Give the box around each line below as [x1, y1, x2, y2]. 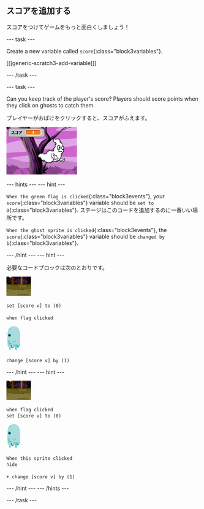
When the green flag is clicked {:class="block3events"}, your [6, 192, 165, 200]
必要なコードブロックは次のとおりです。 [6, 263, 108, 271]
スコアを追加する [6, 6, 71, 17]
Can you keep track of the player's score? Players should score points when [6, 95, 198, 103]
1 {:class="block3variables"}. [6, 239, 79, 247]
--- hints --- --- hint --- [6, 181, 66, 188]
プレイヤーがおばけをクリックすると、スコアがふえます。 [6, 114, 151, 122]
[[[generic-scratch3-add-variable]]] [6, 59, 97, 66]
